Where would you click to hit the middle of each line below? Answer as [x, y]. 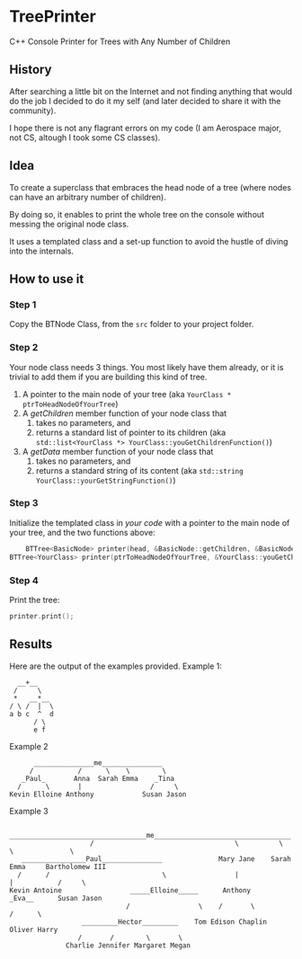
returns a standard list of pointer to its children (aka [131, 432]
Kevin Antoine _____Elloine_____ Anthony [130, 890]
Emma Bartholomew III [58, 866]
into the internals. [42, 251]
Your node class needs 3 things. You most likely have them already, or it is [147, 367]
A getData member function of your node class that [118, 451]
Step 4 [24, 580]
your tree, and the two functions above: [82, 532]
